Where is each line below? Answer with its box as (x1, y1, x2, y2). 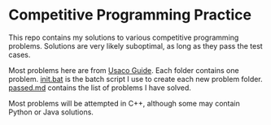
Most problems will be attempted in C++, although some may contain (8, 98, 240, 108)
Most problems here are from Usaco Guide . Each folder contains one (8, 65, 239, 75)
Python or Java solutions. (8, 107, 94, 117)
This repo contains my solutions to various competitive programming (8, 32, 239, 42)
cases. (8, 50, 31, 59)
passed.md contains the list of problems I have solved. (8, 83, 191, 93)
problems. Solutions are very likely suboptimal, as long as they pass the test (8, 41, 263, 50)
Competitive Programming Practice (8, 6, 252, 24)
